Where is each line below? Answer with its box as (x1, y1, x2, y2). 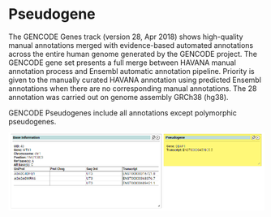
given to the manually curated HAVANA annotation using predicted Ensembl (8, 75, 262, 85)
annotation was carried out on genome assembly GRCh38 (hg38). (8, 92, 229, 102)
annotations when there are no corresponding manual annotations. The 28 (8, 83, 257, 93)
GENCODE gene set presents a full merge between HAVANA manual (8, 58, 237, 67)
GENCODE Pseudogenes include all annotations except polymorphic (8, 107, 238, 118)
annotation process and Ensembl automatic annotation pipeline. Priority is (8, 66, 255, 76)
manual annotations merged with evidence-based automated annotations (8, 40, 254, 50)
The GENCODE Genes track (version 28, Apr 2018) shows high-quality (8, 32, 243, 41)
